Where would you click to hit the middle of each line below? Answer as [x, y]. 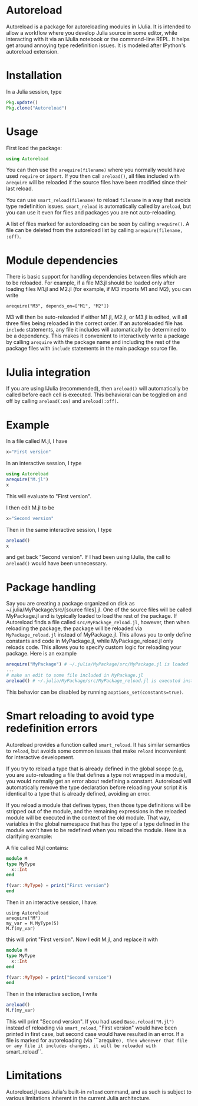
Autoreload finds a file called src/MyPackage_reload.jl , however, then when [98, 622]
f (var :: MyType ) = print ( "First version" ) [58, 886]
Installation [34, 76]
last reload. [20, 188]
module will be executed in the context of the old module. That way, [88, 817]
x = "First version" [29, 452]
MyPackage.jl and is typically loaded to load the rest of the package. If [92, 616]
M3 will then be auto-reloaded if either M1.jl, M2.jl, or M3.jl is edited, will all [97, 317]
